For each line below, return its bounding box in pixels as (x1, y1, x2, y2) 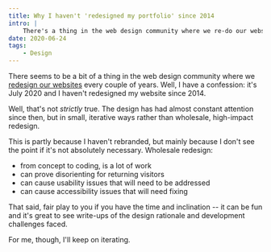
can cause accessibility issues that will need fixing (19, 187, 188, 196)
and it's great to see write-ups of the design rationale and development (8, 211, 245, 220)
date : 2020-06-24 (8, 34, 67, 43)
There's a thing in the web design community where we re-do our (23, 27, 248, 35)
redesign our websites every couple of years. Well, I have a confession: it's (8, 80, 257, 89)
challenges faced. (8, 219, 69, 229)
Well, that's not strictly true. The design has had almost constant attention (8, 104, 254, 114)
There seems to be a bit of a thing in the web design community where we (8, 72, 256, 81)
